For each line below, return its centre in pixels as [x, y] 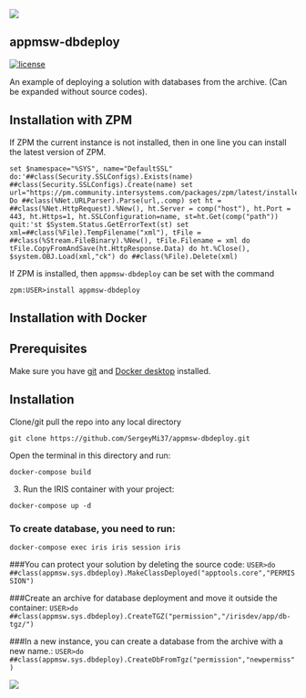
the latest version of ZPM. [58, 151]
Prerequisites [48, 349]
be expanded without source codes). [78, 91]
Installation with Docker [78, 318]
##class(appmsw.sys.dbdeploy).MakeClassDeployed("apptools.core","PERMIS [153, 573]
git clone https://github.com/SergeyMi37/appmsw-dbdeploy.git [130, 438]
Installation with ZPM [71, 120]
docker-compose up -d [51, 505]
